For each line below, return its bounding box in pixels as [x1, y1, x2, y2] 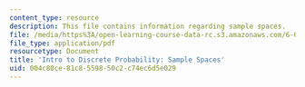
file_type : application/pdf [9, 38, 116, 48]
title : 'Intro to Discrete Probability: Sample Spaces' [9, 55, 225, 64]
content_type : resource [9, 13, 100, 23]
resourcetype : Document [9, 47, 100, 56]
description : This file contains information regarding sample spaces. [9, 22, 286, 31]
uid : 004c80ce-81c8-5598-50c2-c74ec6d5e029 [9, 64, 177, 73]
